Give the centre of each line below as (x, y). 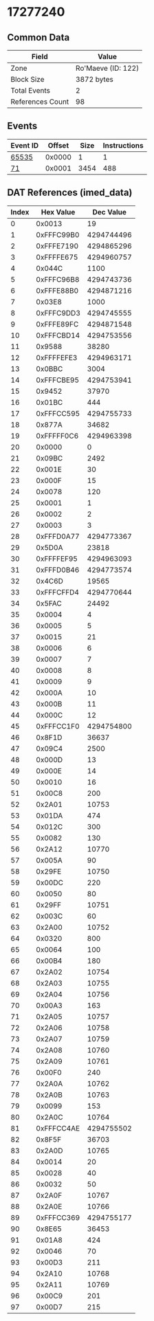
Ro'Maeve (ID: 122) (107, 68)
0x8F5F (49, 1140)
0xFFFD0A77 (58, 536)
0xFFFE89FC (57, 324)
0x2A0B (49, 1095)
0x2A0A (49, 1083)
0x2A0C (49, 1117)
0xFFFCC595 (58, 413)
